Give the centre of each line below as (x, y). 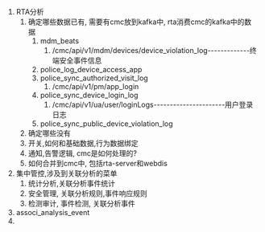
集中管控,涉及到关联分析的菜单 (66, 173)
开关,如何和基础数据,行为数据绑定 (83, 143)
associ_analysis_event (53, 212)
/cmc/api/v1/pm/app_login (95, 86)
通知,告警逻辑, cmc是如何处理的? (83, 153)
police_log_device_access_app (91, 69)
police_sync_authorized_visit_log (94, 78)
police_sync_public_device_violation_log (106, 124)
